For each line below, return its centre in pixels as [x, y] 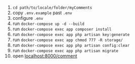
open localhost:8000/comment [45, 56]
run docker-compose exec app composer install [62, 29]
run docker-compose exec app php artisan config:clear [71, 45]
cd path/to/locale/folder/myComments [52, 8]
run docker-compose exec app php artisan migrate [65, 51]
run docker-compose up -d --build [49, 23]
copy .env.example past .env [42, 13]
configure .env [28, 18]
